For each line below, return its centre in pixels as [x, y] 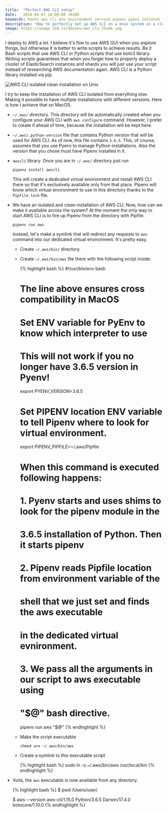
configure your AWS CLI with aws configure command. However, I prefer [87, 120]
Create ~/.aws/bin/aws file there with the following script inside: [85, 259]
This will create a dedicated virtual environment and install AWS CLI [82, 179]
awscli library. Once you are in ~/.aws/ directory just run [70, 161]
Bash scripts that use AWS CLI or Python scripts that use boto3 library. [78, 54]
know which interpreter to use [83, 333]
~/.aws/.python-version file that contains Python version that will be [83, 135]
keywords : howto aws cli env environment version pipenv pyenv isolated [82, 19]
